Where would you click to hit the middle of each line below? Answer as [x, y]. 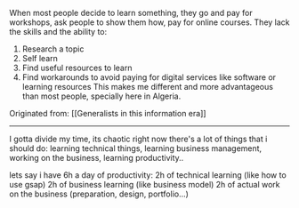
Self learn [40, 58]
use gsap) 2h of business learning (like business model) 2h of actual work [145, 184]
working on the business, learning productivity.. [97, 158]
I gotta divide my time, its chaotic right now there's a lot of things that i [138, 139]
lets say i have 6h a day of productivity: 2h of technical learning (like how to [148, 175]
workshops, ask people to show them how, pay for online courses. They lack [150, 22]
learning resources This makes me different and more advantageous [148, 87]
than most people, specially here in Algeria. [101, 96]
